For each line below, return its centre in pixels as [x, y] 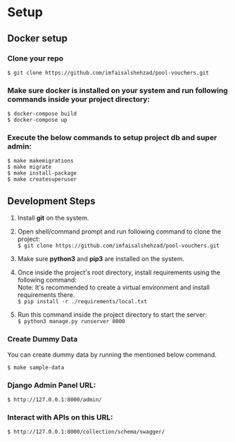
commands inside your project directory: [78, 99]
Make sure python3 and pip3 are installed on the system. [101, 259]
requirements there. [46, 295]
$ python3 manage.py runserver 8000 [71, 322]
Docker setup [38, 38]
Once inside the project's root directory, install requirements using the [119, 272]
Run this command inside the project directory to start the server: [112, 315]
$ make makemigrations [40, 161]
